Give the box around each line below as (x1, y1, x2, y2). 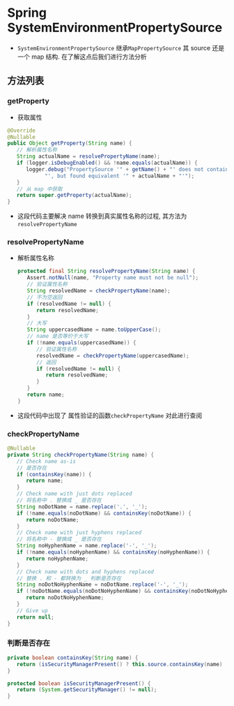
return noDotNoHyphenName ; (25, 594, 104, 601)
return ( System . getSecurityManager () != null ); (16, 686, 157, 693)
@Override (7, 127, 36, 134)
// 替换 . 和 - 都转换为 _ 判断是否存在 (16, 575, 122, 582)
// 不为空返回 (26, 293, 63, 301)
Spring (7, 5, 47, 21)
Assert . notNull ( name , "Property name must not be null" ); (26, 274, 199, 281)
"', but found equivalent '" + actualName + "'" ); (44, 172, 195, 179)
